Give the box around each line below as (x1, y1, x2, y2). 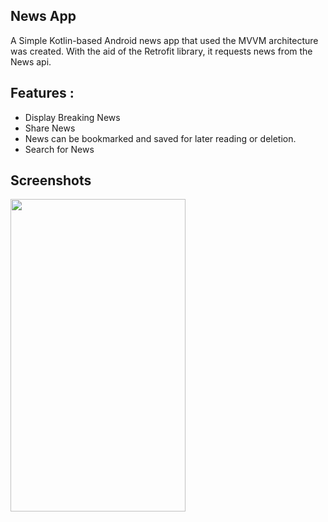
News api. (10, 55, 52, 68)
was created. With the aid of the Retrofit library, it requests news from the (10, 45, 313, 57)
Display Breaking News (24, 111, 121, 123)
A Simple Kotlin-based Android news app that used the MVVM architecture (10, 34, 319, 46)
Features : (10, 85, 75, 102)
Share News (24, 122, 76, 134)
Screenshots (10, 172, 92, 189)
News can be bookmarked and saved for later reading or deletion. (24, 132, 297, 144)
